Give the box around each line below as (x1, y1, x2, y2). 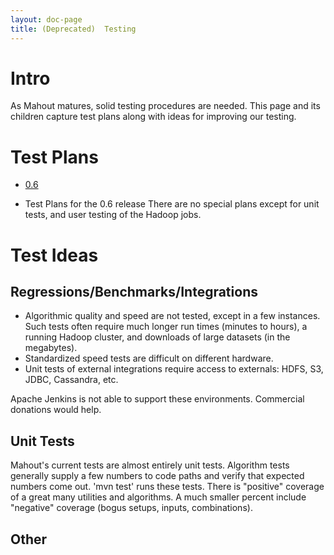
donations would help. (10, 404, 102, 416)
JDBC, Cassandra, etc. (24, 374, 119, 386)
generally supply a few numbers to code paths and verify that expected (10, 470, 305, 482)
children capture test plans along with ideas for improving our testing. (10, 111, 297, 123)
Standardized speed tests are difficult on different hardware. (24, 352, 274, 365)
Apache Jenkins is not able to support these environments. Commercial (10, 393, 305, 405)
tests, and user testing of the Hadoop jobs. (24, 209, 202, 221)
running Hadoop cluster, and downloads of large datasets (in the (24, 331, 291, 343)
